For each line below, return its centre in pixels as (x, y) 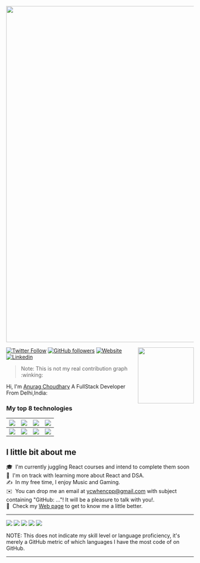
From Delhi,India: (27, 393)
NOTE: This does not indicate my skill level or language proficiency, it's (93, 536)
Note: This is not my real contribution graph (74, 368)
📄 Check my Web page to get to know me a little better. (74, 506)
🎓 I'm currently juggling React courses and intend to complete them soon (98, 467)
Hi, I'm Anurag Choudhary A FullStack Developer (66, 386)
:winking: (32, 375)
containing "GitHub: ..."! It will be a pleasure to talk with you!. (80, 500)
